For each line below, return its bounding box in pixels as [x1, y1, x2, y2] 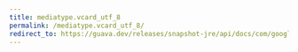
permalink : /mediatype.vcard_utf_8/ [9, 21, 145, 30]
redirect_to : [9, 29, 58, 38]
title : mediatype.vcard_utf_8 [9, 12, 122, 22]
